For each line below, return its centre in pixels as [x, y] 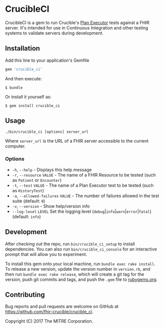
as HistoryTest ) [28, 190]
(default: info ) [26, 216]
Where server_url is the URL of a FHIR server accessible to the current [77, 141]
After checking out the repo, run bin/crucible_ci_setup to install [70, 244]
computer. [15, 146]
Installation [23, 48]
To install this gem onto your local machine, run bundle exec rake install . [80, 264]
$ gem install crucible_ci [33, 106]
